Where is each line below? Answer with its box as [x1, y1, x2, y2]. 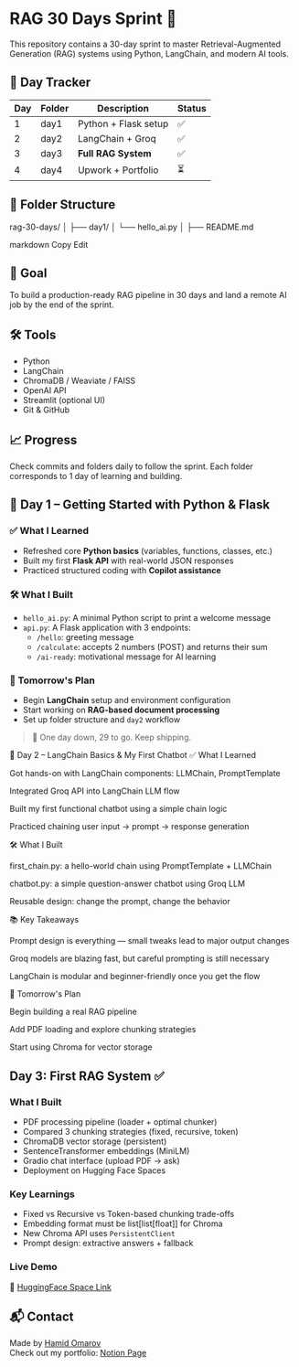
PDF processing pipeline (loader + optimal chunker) [22, 1116, 218, 1127]
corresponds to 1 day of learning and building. [9, 471, 183, 481]
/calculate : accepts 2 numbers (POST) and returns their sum [36, 641, 268, 652]
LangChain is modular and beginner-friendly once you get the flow [9, 971, 261, 982]
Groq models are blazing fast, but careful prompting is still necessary [9, 953, 270, 964]
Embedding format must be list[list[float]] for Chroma [22, 1218, 223, 1229]
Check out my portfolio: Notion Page [9, 1348, 147, 1359]
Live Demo [9, 1261, 58, 1274]
